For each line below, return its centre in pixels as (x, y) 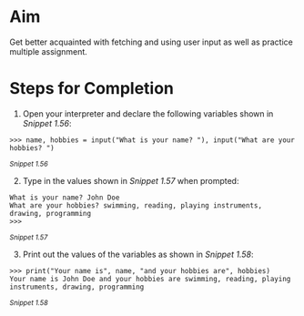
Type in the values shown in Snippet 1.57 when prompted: (131, 180)
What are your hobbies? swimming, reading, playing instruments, (136, 205)
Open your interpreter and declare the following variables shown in (148, 113)
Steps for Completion (92, 89)
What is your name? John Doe (65, 198)
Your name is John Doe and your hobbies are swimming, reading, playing (150, 279)
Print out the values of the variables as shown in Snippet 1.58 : (138, 254)
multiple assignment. (49, 51)
